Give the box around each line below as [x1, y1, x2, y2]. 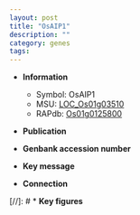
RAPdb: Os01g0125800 [35, 108, 123, 119]
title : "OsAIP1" [9, 22, 70, 31]
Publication [22, 126, 67, 136]
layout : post [9, 13, 59, 23]
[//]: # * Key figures [9, 196, 83, 207]
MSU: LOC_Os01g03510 [35, 98, 125, 109]
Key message [22, 161, 75, 172]
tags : [9, 47, 30, 56]
